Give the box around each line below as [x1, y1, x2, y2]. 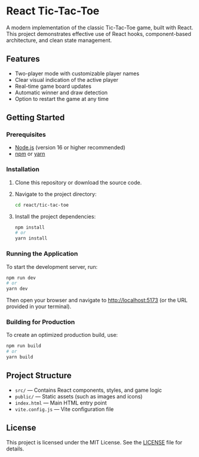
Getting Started [6, 112, 65, 123]
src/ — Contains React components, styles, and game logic [14, 387, 163, 394]
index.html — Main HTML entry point [14, 399, 107, 406]
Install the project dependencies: [14, 213, 96, 220]
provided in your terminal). [6, 303, 72, 310]
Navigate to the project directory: [14, 190, 97, 198]
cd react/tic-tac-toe [14, 202, 69, 208]
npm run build [6, 343, 42, 349]
